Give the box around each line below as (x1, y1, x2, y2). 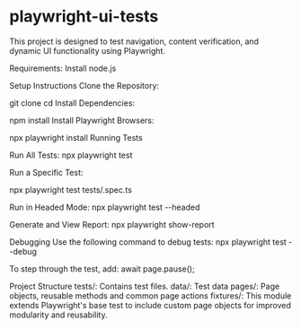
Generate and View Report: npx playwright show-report (9, 219, 215, 229)
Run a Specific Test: (9, 167, 84, 177)
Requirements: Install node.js (9, 63, 117, 74)
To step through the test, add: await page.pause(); (9, 263, 195, 274)
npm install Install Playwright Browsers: (9, 115, 155, 126)
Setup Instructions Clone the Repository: (9, 80, 160, 91)
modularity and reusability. (9, 309, 108, 320)
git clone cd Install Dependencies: (9, 97, 136, 108)
